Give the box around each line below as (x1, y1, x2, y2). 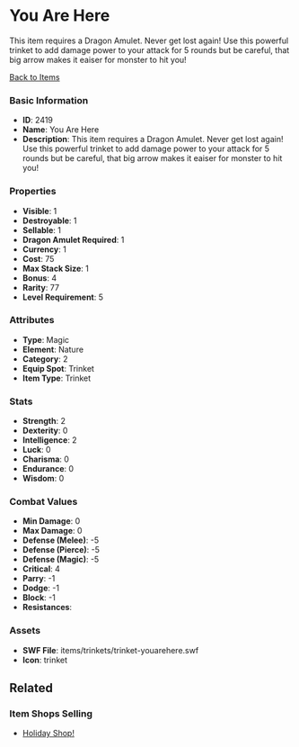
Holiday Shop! (22, 728, 75, 739)
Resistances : (22, 602, 73, 613)
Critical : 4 (22, 563, 60, 574)
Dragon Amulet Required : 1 (22, 234, 125, 245)
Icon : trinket (22, 654, 68, 665)
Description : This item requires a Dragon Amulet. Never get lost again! (22, 134, 284, 145)
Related (9, 680, 54, 696)
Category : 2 (22, 353, 68, 364)
